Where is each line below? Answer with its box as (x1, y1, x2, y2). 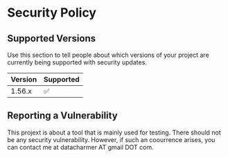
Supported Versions (7, 33, 96, 44)
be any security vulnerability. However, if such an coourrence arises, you (7, 135, 216, 143)
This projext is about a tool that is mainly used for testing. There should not (7, 128, 222, 137)
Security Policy (7, 5, 97, 21)
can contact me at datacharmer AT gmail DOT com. (7, 143, 154, 151)
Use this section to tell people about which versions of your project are (7, 51, 209, 59)
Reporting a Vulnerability (7, 109, 118, 122)
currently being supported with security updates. (7, 58, 148, 67)
